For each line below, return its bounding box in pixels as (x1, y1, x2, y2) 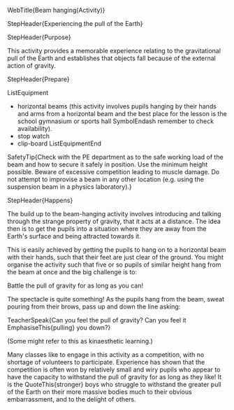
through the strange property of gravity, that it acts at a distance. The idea (7, 217, 221, 225)
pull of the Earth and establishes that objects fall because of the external (7, 54, 217, 62)
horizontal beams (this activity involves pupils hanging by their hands (17, 102, 217, 111)
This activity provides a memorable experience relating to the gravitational (7, 47, 221, 55)
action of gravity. (7, 62, 56, 69)
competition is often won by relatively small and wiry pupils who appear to (7, 365, 221, 374)
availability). (17, 125, 52, 132)
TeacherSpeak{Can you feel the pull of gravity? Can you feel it (7, 316, 187, 324)
